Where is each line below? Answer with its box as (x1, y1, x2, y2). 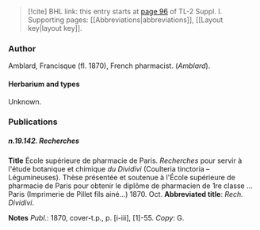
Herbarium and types (8, 79, 81, 89)
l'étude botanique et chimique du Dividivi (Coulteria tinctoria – (8, 164, 210, 174)
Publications (8, 116, 58, 127)
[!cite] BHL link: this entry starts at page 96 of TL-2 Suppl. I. (27, 7, 223, 16)
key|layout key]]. (27, 24, 82, 32)
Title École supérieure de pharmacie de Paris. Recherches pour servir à (8, 156, 243, 165)
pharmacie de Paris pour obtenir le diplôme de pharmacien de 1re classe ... (8, 181, 253, 190)
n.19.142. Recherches (8, 136, 80, 145)
